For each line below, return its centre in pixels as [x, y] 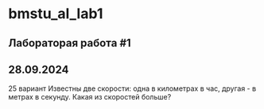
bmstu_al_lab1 [56, 14]
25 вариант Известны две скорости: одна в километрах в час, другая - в [132, 88]
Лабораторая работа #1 [70, 43]
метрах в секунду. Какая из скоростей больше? [90, 97]
